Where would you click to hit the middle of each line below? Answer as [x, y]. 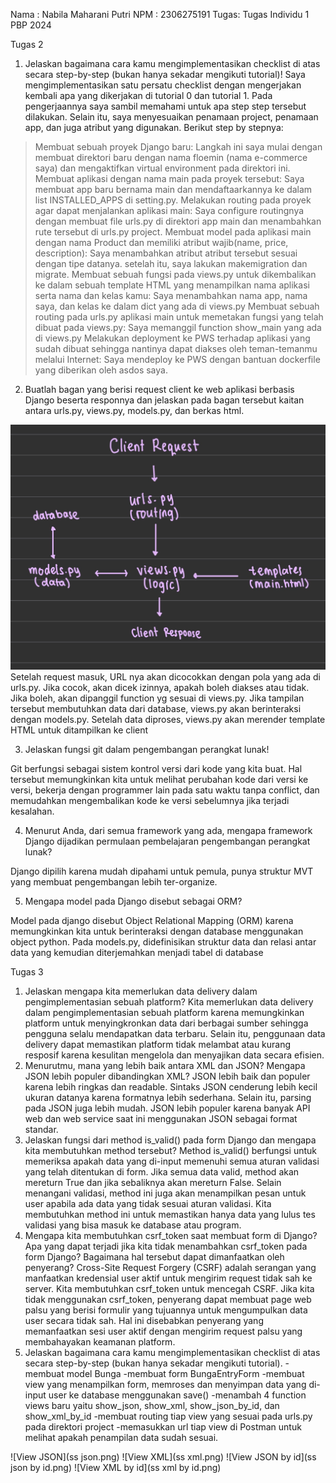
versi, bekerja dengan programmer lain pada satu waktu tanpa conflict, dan [165, 790]
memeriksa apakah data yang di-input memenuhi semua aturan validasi [172, 1161]
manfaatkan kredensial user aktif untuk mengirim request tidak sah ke [168, 1278]
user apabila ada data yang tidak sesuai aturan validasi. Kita [148, 1204]
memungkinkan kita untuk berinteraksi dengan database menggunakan [157, 931]
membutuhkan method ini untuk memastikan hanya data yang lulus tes [170, 1215]
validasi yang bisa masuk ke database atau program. [133, 1225]
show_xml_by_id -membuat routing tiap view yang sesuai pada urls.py [168, 1416]
